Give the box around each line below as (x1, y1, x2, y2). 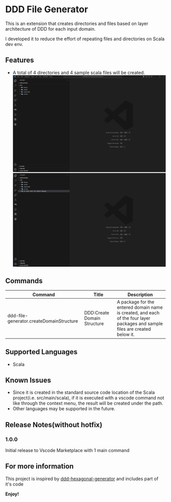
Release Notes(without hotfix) (5, 420, 103, 429)
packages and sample (117, 321, 163, 327)
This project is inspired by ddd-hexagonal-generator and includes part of (5, 475, 159, 482)
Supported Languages (5, 348, 78, 356)
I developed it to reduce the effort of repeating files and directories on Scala (5, 36, 165, 42)
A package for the (117, 299, 155, 305)
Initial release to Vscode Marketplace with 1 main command (5, 447, 130, 454)
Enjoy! (5, 491, 19, 497)
